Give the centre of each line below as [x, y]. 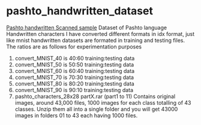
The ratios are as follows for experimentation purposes [74, 47]
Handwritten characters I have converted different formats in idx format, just [100, 33]
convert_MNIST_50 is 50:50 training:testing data [74, 65]
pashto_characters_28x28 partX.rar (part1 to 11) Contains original [95, 96]
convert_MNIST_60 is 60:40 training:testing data [75, 71]
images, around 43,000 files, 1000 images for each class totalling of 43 [103, 102]
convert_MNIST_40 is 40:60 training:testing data [75, 58]
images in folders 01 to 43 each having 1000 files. [76, 115]
